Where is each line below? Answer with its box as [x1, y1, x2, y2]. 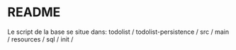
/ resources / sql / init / [7, 35, 74, 43]
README [7, 4, 61, 20]
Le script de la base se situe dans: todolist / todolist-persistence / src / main [7, 27, 229, 36]
